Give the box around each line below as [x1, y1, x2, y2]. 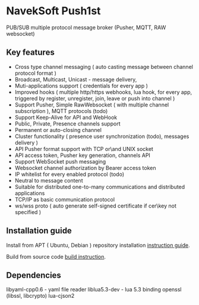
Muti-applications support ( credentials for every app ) [14, 82, 149, 89]
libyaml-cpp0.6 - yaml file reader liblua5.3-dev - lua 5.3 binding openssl [6, 286, 182, 293]
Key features [6, 48, 55, 58]
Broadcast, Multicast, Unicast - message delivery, [14, 76, 137, 83]
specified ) [14, 208, 42, 215]
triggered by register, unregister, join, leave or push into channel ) [14, 95, 175, 102]
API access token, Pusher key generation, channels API [14, 152, 150, 159]
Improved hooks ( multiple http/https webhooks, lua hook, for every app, [14, 88, 192, 96]
